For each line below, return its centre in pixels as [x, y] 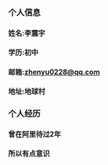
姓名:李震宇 [27, 32]
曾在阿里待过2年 [35, 134]
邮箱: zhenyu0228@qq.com [54, 72]
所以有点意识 [29, 154]
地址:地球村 [27, 92]
